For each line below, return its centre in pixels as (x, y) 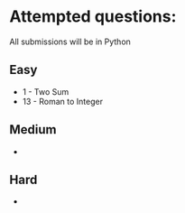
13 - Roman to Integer (63, 101)
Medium (33, 130)
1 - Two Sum (46, 91)
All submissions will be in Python (70, 42)
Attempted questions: (93, 17)
